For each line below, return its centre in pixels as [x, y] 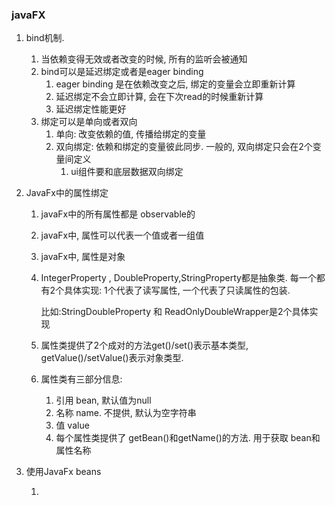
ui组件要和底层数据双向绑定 [127, 172]
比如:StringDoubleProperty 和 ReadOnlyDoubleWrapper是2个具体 [175, 312]
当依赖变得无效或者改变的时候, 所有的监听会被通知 [144, 59]
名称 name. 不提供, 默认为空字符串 [126, 413]
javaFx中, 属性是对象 [83, 257]
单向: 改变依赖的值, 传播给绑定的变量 [131, 134]
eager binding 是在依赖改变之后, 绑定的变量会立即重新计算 [175, 84]
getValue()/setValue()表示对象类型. [112, 358]
